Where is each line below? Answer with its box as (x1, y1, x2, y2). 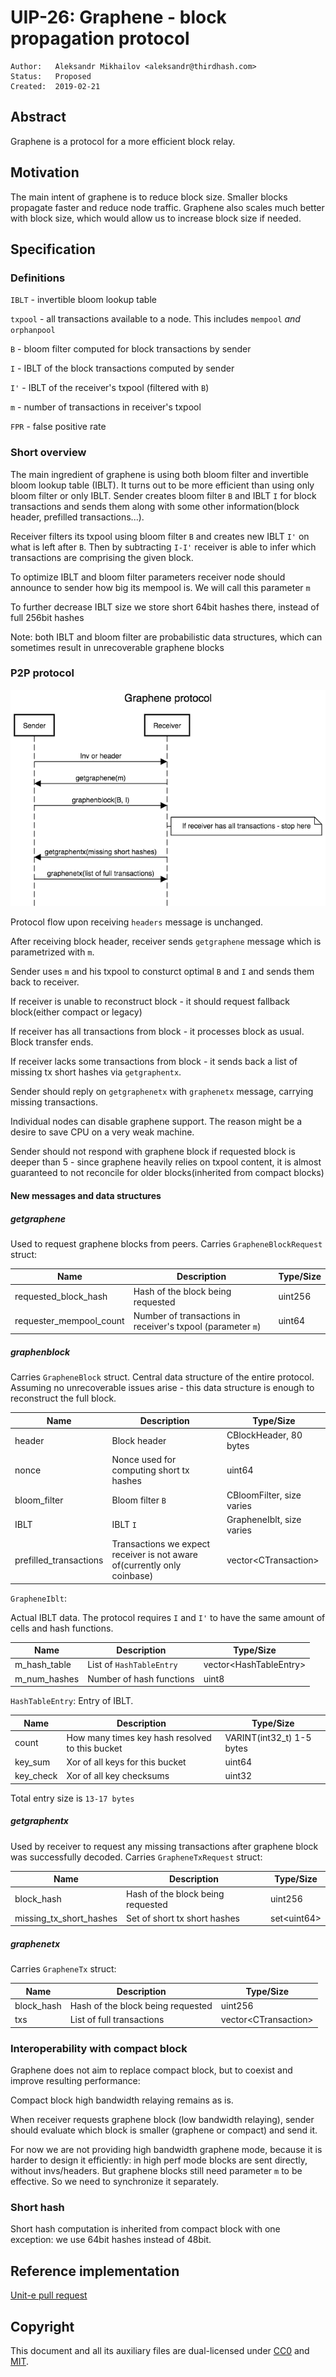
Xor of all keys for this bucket (66, 1756, 187, 1768)
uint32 (224, 1770, 253, 1782)
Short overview (10, 446, 87, 460)
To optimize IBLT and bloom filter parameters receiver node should (10, 571, 286, 583)
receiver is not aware (111, 1549, 198, 1561)
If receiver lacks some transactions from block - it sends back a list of (10, 1056, 298, 1068)
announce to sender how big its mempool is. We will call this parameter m (10, 581, 311, 593)
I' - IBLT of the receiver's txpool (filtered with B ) (10, 382, 210, 394)
